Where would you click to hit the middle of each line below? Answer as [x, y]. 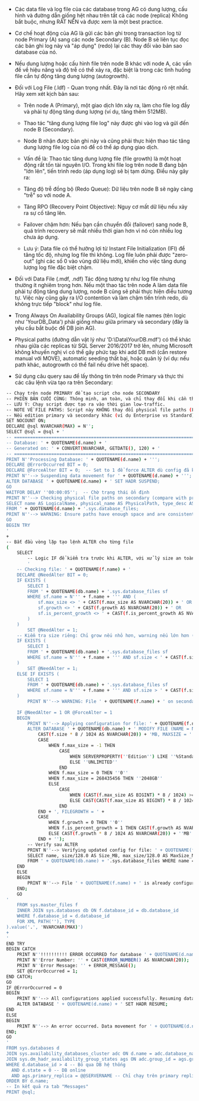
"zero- [180, 255]
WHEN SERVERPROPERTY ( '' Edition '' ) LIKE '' [123, 756]
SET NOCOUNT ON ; [26, 421]
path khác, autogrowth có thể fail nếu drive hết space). [82, 365]
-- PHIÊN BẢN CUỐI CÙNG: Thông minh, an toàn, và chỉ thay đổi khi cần [96, 399]
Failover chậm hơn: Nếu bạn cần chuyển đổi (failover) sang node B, [106, 224]
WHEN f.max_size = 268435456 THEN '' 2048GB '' [105, 778]
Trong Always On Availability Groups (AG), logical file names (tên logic [100, 316]
